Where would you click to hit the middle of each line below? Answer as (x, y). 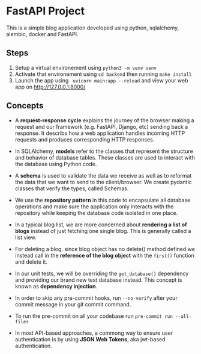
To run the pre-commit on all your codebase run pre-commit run (94, 316)
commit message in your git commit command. (73, 304)
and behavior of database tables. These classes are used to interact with (105, 157)
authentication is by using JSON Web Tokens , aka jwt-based (90, 339)
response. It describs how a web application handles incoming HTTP (100, 133)
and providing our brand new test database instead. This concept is (98, 280)
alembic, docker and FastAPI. (43, 34)
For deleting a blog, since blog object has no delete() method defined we (105, 249)
